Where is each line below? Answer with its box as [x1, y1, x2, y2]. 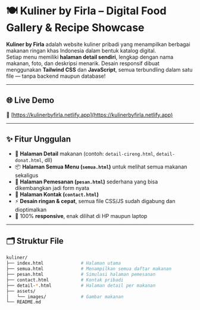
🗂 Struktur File [6, 236, 64, 246]
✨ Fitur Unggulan [6, 134, 71, 145]
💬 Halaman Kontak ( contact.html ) [14, 191, 99, 198]
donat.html [14, 157, 42, 164]
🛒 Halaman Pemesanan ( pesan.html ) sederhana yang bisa [14, 178, 158, 185]
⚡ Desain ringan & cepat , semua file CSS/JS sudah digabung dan [14, 197, 176, 204]
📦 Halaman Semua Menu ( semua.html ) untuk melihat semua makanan [14, 163, 187, 170]
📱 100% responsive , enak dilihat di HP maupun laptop [14, 212, 148, 219]
